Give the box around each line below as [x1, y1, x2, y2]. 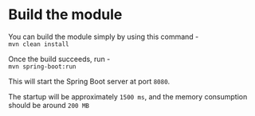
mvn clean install [8, 40, 69, 48]
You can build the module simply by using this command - [8, 32, 199, 41]
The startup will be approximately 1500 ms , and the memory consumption [8, 91, 248, 101]
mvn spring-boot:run [8, 62, 77, 71]
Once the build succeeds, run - [8, 54, 111, 64]
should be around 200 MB [8, 100, 90, 110]
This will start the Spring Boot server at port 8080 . [8, 76, 171, 86]
